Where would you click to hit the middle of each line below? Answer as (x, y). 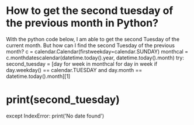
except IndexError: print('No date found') (55, 116)
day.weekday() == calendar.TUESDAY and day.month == (74, 70)
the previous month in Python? (82, 23)
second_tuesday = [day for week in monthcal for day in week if (82, 64)
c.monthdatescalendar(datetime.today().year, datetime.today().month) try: (95, 58)
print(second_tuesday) (63, 100)
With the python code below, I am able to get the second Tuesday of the (93, 39)
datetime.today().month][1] (38, 76)
